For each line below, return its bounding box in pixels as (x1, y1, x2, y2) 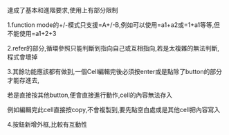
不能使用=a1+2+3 (7, 30, 57, 37)
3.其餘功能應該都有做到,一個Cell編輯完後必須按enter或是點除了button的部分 (7, 68, 223, 75)
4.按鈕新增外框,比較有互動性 (7, 120, 88, 128)
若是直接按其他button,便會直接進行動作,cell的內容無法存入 (7, 91, 173, 99)
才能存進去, (7, 76, 40, 84)
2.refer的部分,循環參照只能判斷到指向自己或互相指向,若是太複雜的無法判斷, (7, 44, 220, 52)
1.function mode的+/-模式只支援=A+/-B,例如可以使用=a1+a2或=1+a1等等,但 (7, 21, 220, 29)
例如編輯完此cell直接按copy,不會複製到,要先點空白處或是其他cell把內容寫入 (7, 106, 220, 114)
